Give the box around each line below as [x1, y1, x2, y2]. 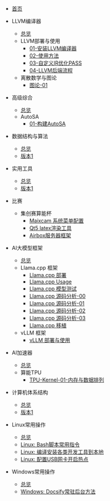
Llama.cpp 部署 [29, 272, 66, 278]
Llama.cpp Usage [29, 278, 72, 285]
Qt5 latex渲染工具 [29, 225, 72, 231]
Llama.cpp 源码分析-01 [29, 300, 85, 307]
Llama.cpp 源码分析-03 [29, 315, 86, 322]
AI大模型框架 [11, 245, 43, 251]
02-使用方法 [29, 52, 59, 59]
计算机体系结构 [11, 389, 48, 396]
